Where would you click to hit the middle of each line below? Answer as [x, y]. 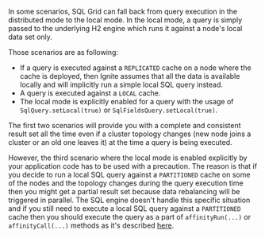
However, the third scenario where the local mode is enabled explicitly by [128, 158]
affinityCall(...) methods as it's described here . [91, 225]
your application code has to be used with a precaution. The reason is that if [133, 166]
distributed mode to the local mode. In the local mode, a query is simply [125, 20]
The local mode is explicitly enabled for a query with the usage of [127, 101]
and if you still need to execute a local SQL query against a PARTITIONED [125, 209]
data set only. [31, 37]
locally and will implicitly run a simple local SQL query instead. [121, 84]
